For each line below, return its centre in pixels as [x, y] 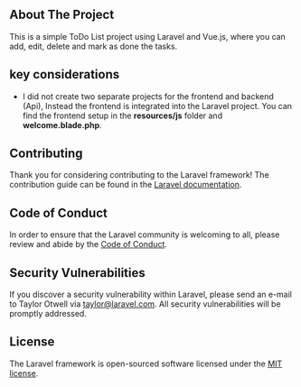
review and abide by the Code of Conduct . [88, 244]
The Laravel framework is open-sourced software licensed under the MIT [146, 364]
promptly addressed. [48, 314]
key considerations [65, 74]
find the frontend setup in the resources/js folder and [122, 115]
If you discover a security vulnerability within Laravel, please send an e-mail [150, 295]
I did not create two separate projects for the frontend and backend [148, 96]
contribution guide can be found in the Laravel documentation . [126, 185]
